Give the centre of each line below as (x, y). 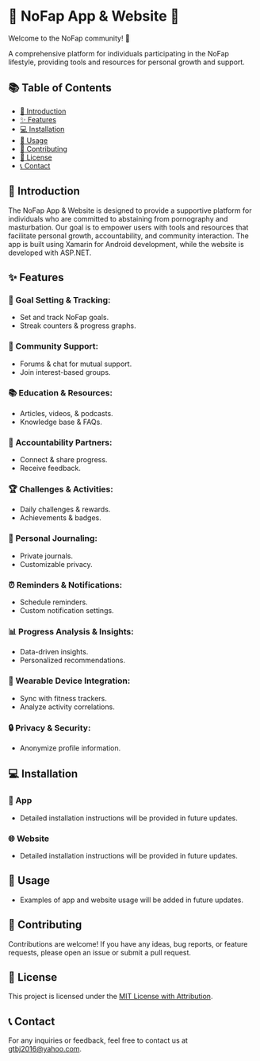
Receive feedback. (50, 469)
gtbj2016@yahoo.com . (45, 1049)
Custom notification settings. (67, 611)
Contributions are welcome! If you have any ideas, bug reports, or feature (128, 943)
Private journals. (46, 556)
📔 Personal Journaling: (53, 538)
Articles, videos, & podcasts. (66, 413)
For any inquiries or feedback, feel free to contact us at (98, 1040)
